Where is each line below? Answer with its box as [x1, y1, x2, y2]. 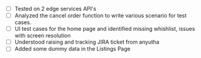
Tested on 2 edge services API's [14, 5, 97, 12]
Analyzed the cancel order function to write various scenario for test [14, 12, 187, 19]
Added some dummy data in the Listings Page [14, 45, 131, 53]
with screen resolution [14, 32, 71, 39]
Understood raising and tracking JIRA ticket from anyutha [14, 39, 159, 46]
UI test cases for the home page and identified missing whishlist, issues [14, 25, 196, 33]
